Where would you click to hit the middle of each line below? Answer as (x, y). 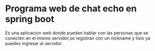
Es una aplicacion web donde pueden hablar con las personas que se (77, 33)
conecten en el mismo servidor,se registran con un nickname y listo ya (78, 38)
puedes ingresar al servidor (33, 43)
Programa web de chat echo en (71, 9)
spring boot (30, 19)
